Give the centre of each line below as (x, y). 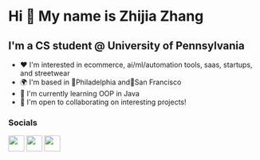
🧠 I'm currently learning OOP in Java (79, 94)
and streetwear (45, 73)
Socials (23, 123)
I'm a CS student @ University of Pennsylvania (126, 46)
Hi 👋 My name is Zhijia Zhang (106, 16)
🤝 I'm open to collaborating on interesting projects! (103, 102)
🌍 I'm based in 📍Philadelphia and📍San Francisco (100, 82)
